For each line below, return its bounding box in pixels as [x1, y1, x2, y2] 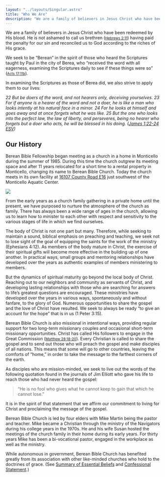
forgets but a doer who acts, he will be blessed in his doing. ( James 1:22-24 [5, 121, 159, 126]
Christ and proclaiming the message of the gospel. [5, 406, 108, 412]
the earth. [5, 356, 25, 363]
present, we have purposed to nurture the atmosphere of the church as [5, 203, 149, 209]
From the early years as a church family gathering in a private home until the [5, 198, 160, 204]
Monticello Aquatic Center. [5, 179, 59, 185]
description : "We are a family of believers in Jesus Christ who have [5, 16, 153, 21]
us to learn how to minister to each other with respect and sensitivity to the [5, 214, 157, 220]
